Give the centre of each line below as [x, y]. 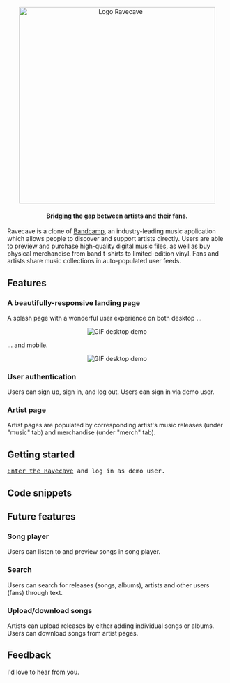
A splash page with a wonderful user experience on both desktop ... [105, 318]
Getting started [41, 454]
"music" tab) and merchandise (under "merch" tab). [82, 432]
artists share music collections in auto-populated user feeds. [94, 261]
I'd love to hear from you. [44, 672]
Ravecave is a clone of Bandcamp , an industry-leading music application [112, 231]
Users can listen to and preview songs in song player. [84, 552]
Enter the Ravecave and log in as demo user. [86, 471]
